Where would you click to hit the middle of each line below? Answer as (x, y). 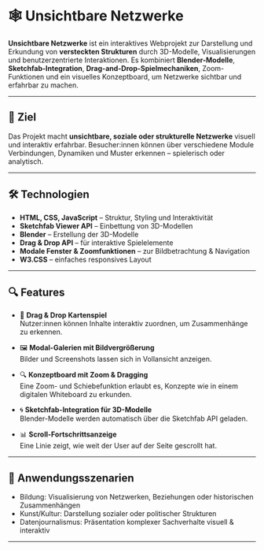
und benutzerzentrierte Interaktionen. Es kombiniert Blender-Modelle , (122, 60)
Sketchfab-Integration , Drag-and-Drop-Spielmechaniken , (104, 68)
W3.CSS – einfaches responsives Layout (85, 259)
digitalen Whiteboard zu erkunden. (75, 395)
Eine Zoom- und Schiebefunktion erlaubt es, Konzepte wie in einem (128, 386)
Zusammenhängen (50, 505)
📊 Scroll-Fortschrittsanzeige (68, 434)
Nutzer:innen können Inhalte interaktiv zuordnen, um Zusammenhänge (134, 324)
